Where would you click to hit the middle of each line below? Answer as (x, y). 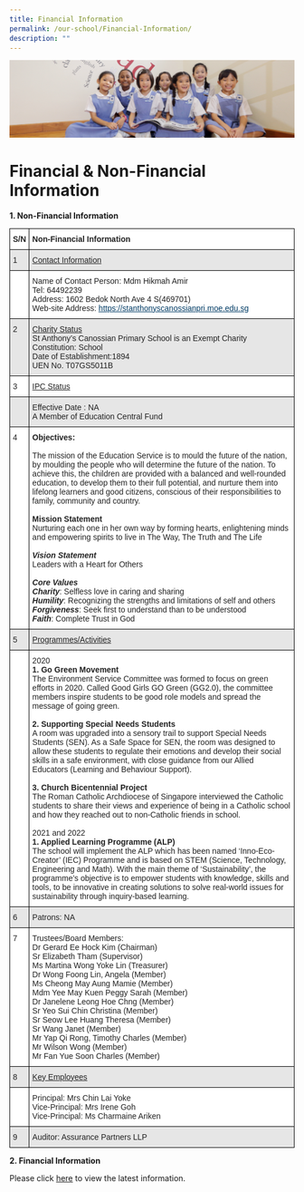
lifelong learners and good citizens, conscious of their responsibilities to (157, 491)
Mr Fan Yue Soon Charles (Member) (96, 1056)
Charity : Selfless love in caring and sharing (108, 591)
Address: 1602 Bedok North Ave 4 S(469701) (112, 299)
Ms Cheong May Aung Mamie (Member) (103, 983)
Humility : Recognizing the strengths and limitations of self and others (154, 600)
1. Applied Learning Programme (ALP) (104, 842)
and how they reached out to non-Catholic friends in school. (137, 814)
